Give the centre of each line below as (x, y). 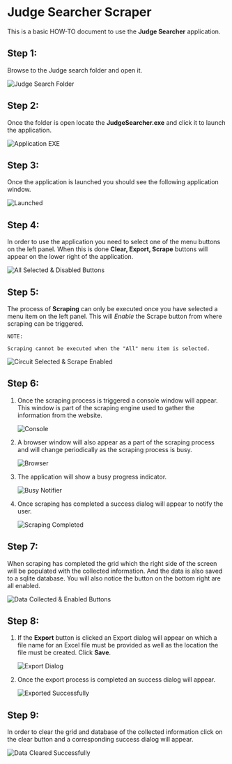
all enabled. (24, 585)
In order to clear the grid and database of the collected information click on (115, 732)
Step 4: (23, 225)
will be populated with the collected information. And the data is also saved (115, 571)
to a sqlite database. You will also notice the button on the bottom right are (114, 578)
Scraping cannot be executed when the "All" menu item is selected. (109, 349)
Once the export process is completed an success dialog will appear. (116, 680)
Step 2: (23, 106)
